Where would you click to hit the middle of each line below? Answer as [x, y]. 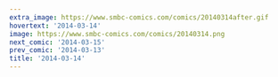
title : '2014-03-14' [48, 58]
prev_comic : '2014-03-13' [57, 50]
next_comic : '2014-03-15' [57, 42]
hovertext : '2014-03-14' [55, 26]
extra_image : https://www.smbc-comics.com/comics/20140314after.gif [139, 17]
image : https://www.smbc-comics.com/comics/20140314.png [117, 34]
